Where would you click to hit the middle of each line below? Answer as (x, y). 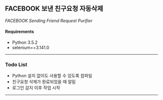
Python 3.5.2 (25, 43)
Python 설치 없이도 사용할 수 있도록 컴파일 (52, 76)
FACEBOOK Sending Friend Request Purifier (49, 20)
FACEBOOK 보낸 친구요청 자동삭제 (54, 9)
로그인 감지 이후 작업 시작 (36, 88)
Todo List (16, 64)
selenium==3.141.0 (31, 48)
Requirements (20, 32)
